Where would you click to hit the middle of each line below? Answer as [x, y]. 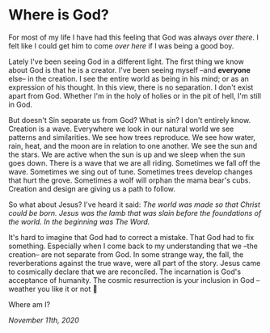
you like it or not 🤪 [67, 289]
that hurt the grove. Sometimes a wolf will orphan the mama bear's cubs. [129, 180]
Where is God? [59, 15]
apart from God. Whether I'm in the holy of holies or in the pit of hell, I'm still [135, 95]
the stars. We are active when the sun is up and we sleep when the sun [127, 154]
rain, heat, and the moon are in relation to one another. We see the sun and [133, 145]
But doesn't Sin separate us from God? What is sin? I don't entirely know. [130, 120]
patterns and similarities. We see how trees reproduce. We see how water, [132, 137]
